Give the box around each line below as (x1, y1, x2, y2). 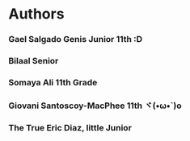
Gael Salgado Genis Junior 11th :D (8, 34, 143, 45)
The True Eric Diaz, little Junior (8, 122, 132, 133)
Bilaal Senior (8, 56, 59, 67)
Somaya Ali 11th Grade (8, 77, 98, 88)
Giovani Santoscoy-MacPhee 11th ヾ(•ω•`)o (8, 100, 182, 111)
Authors (8, 5, 65, 23)
